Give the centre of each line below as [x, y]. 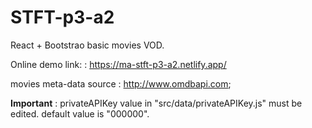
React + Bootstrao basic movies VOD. [87, 45]
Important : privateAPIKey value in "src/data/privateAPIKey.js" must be [156, 103]
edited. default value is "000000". [80, 113]
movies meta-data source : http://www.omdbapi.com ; [121, 83]
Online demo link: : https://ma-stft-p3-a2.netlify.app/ [118, 64]
